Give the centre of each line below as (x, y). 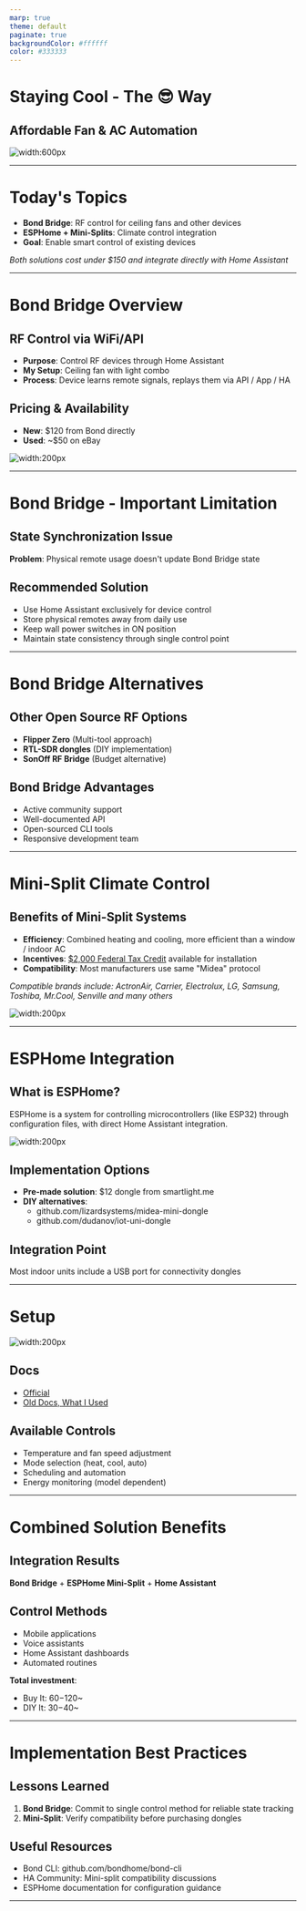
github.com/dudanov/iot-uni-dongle (103, 1221)
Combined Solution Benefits (118, 1527)
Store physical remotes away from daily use (105, 619)
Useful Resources (61, 1846)
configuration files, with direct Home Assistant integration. (118, 1124)
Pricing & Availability (69, 409)
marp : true (30, 18)
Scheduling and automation (74, 1472)
